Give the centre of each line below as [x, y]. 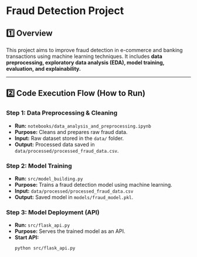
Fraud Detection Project [65, 11]
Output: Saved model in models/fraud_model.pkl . [74, 197]
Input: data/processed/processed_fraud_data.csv [74, 191]
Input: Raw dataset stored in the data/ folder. [69, 138]
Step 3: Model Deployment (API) [53, 212]
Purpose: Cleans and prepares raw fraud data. [71, 132]
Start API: [27, 238]
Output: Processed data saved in [55, 144]
